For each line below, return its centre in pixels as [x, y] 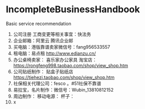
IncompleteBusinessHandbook [73, 9]
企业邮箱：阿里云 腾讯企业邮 [43, 40]
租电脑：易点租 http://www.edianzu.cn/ [55, 53]
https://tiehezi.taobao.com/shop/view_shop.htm [64, 77]
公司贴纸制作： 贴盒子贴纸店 [43, 71]
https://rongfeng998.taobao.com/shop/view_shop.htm [71, 66]
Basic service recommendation [38, 24]
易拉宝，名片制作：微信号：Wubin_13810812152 [63, 90]
